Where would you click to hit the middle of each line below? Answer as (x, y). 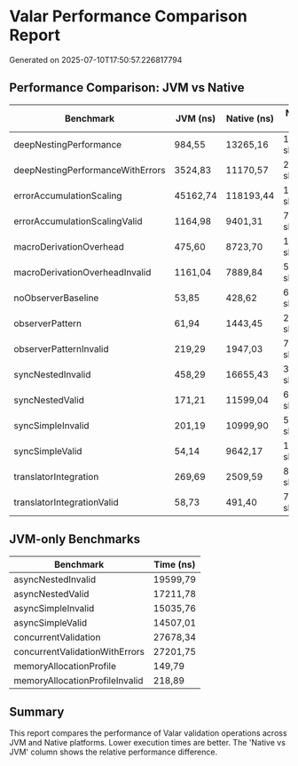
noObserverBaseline (56, 298)
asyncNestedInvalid (55, 579)
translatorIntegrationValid (67, 502)
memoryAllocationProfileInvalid (78, 680)
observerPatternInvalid (61, 348)
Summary (37, 711)
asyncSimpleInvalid (54, 608)
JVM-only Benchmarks (74, 539)
